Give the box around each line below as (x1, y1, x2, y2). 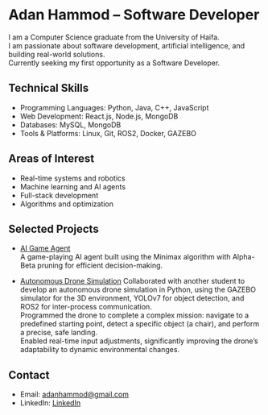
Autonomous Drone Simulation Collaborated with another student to (19, 276, 245, 286)
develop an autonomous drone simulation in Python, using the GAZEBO (19, 284, 256, 295)
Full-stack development (19, 190, 99, 200)
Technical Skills (8, 81, 89, 95)
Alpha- (232, 252, 255, 262)
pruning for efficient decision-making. (37, 260, 163, 271)
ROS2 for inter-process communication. (19, 302, 153, 312)
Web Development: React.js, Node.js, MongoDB (19, 111, 179, 121)
